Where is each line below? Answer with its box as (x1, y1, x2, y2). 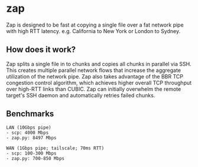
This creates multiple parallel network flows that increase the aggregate (6, 67, 181, 74)
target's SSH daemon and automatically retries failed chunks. (6, 91, 155, 99)
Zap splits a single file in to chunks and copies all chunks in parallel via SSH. (6, 60, 191, 67)
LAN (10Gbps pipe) (6, 125, 51, 130)
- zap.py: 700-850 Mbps (6, 155, 65, 161)
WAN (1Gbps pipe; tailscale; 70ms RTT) (6, 145, 105, 151)
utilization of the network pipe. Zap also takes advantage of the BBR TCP (6, 73, 183, 80)
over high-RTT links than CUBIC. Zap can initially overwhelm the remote (6, 85, 181, 93)
